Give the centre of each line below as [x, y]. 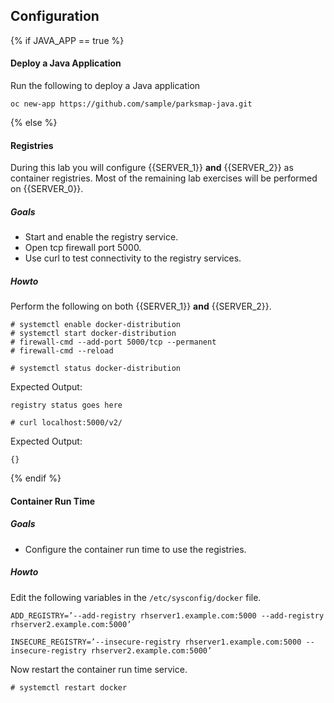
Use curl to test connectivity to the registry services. [133, 258]
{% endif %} [36, 478]
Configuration [55, 16]
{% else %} [34, 123]
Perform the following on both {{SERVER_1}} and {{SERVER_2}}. [141, 306]
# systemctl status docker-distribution [96, 369]
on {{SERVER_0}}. [47, 189]
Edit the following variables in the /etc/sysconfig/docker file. [136, 597]
